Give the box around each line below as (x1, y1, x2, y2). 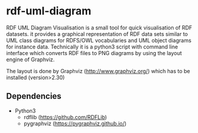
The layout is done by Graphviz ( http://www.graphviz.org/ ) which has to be (6, 67, 191, 74)
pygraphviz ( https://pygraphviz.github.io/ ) (23, 120, 127, 127)
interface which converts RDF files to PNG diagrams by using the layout (6, 49, 182, 56)
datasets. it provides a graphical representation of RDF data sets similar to (6, 30, 188, 37)
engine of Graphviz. (6, 56, 55, 63)
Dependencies (6, 91, 61, 101)
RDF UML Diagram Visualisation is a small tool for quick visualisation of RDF (6, 24, 193, 31)
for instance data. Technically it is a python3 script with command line (6, 43, 178, 50)
